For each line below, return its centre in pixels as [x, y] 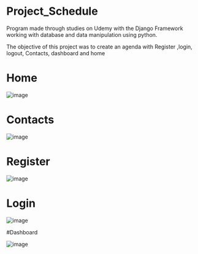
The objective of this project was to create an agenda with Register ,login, [100, 47]
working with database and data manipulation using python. [82, 34]
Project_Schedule [52, 11]
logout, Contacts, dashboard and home [56, 53]
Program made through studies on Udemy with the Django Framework [95, 28]
